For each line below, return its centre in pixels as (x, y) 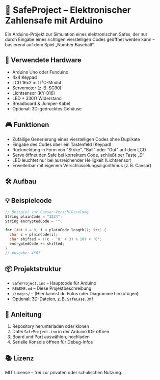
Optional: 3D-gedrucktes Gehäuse (47, 108)
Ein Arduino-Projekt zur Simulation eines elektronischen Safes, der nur (76, 34)
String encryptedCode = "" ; (34, 221)
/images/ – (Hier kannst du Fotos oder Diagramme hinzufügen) (75, 294)
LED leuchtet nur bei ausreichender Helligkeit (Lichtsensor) (72, 160)
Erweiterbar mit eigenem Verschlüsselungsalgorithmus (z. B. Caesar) (82, 165)
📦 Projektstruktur (33, 269)
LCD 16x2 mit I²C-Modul (37, 82)
